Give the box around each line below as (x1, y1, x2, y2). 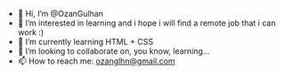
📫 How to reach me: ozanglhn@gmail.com (17, 56, 175, 66)
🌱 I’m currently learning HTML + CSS (17, 36, 154, 47)
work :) (17, 27, 45, 37)
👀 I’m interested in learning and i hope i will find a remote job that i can (17, 18, 276, 28)
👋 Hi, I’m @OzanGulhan (17, 9, 104, 19)
